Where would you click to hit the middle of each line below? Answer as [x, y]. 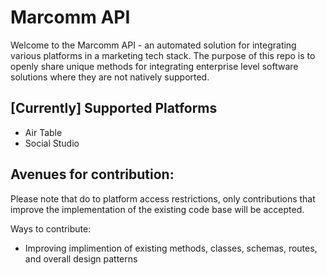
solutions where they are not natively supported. [110, 77]
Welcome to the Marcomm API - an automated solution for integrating [153, 45]
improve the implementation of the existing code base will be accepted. [157, 209]
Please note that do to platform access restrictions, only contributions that [163, 198]
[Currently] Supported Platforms [114, 108]
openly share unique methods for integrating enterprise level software [154, 66]
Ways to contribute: [51, 228]
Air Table [43, 132]
